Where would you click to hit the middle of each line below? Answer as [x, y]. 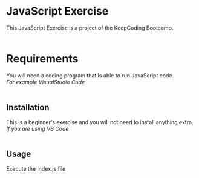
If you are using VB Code [38, 128]
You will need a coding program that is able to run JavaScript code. [90, 75]
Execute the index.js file [36, 168]
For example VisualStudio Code [46, 82]
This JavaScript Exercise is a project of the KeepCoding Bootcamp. [90, 28]
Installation [28, 107]
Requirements [42, 59]
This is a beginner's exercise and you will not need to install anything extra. [100, 122]
